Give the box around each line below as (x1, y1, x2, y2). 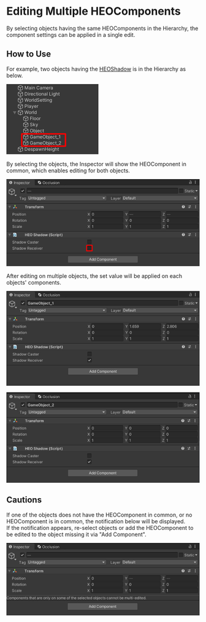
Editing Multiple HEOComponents (6, 4, 181, 18)
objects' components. (6, 278, 61, 286)
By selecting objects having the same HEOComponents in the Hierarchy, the (6, 25, 199, 32)
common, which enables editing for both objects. (6, 167, 131, 174)
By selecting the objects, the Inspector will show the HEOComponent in (6, 160, 187, 167)
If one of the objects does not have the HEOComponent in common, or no (6, 511, 193, 518)
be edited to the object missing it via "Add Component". (6, 531, 147, 538)
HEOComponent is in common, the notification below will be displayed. (6, 517, 186, 525)
